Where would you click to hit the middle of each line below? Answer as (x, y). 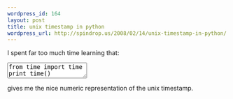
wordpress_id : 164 (34, 14)
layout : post (26, 20)
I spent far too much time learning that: (63, 53)
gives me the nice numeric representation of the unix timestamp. (100, 89)
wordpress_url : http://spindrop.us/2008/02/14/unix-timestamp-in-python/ (117, 33)
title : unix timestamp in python (56, 26)
